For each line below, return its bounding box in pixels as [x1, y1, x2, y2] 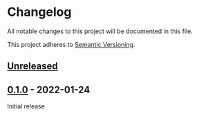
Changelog [7, 4, 72, 20]
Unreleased [7, 60, 59, 72]
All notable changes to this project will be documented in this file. [7, 27, 193, 35]
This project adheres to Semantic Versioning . [7, 40, 135, 48]
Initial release [7, 102, 45, 110]
